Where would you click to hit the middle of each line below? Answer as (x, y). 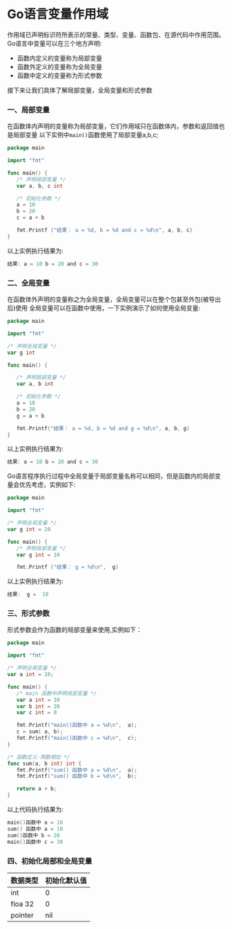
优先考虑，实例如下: (47, 485)
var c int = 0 (37, 713)
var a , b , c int (40, 186)
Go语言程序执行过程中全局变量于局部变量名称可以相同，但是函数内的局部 (111, 476)
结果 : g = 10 (28, 594)
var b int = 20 (38, 706)
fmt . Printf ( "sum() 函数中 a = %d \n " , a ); (77, 770)
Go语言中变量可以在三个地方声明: (55, 43)
